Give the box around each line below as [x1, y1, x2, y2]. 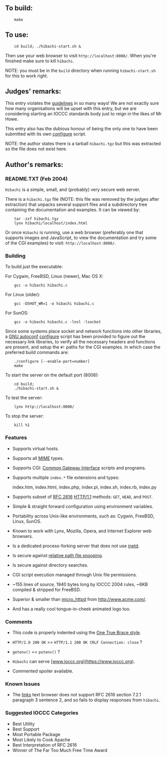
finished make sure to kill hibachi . [5, 58, 75, 64]
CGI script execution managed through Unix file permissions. [12, 572, 138, 578]
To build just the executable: [5, 263, 63, 270]
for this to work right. [5, 73, 48, 79]
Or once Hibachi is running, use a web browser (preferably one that [5, 230, 144, 236]
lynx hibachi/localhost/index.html [14, 221, 88, 226]
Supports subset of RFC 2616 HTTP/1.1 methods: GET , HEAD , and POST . [12, 494, 153, 500]
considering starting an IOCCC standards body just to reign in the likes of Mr [5, 111, 162, 117]
